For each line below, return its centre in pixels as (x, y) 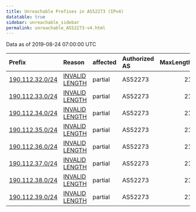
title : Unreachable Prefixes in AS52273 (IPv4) (65, 11)
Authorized (138, 59)
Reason (74, 62)
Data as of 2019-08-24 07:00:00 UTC (51, 44)
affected (104, 62)
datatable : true (26, 17)
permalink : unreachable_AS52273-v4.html (56, 28)
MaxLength (176, 62)
